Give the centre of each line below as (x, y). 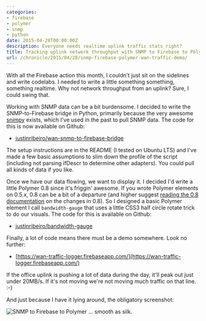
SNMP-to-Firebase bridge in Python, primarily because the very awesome (100, 113)
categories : (21, 12)
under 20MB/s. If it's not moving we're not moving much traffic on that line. (101, 281)
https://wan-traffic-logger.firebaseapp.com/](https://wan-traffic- (99, 256)
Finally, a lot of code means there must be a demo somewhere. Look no (97, 238)
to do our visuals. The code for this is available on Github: (79, 214)
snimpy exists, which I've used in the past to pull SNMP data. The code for (100, 120)
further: (16, 244)
